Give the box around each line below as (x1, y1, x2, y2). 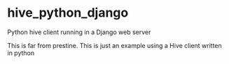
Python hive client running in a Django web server (7, 28, 151, 36)
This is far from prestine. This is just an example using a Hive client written (7, 41, 222, 49)
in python (7, 49, 35, 57)
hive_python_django (7, 5, 129, 21)
